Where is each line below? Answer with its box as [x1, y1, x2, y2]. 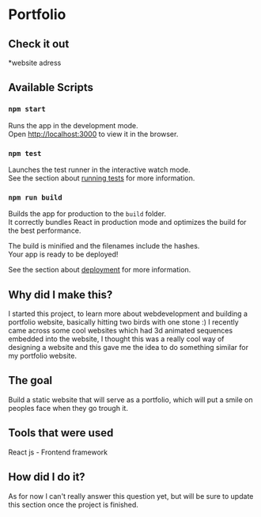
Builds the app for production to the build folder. [8, 209, 167, 219]
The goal [8, 374, 53, 387]
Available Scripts [8, 81, 93, 94]
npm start [8, 105, 46, 114]
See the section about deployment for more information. [8, 265, 191, 275]
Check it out [8, 37, 70, 51]
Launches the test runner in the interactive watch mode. [8, 165, 191, 174]
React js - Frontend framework [8, 447, 108, 457]
